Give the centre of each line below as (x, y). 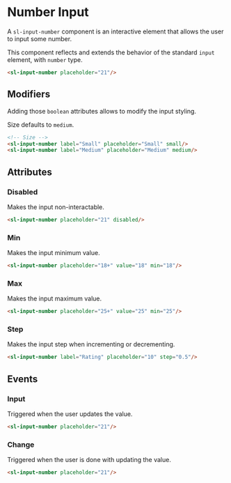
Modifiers (29, 94)
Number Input (48, 12)
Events (23, 379)
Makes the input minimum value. (54, 253)
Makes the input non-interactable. (56, 207)
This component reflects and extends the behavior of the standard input (111, 52)
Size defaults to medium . (41, 124)
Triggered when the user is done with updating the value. (89, 460)
